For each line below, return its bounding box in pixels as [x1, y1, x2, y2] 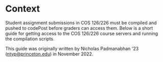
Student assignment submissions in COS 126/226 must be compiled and [5, 20, 157, 26]
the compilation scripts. [5, 36, 55, 42]
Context [5, 3, 40, 15]
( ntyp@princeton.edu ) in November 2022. [5, 51, 93, 57]
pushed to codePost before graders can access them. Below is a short [5, 25, 153, 31]
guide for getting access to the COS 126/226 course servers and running [5, 30, 158, 36]
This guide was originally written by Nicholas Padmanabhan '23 [5, 45, 139, 51]
